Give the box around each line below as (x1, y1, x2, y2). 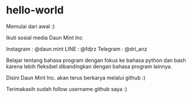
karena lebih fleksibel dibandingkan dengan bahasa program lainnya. (6, 62, 173, 70)
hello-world (6, 3, 64, 17)
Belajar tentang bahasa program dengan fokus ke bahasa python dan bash (6, 57, 186, 64)
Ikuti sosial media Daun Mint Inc (6, 34, 83, 41)
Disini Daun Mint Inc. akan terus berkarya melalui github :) (6, 74, 146, 81)
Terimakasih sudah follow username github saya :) (6, 85, 128, 92)
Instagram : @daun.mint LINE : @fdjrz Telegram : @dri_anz (6, 45, 148, 52)
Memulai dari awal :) (6, 23, 55, 30)
